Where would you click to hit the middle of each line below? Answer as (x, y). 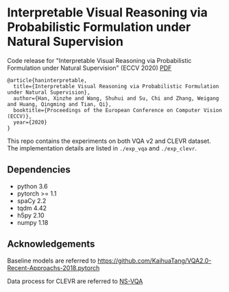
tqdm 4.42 (32, 208)
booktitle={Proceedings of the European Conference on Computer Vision (118, 110)
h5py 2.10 (31, 215)
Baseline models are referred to (52, 261)
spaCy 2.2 (32, 200)
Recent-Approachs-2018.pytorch (53, 267)
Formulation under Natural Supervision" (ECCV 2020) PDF (89, 68)
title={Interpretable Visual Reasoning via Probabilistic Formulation (116, 86)
